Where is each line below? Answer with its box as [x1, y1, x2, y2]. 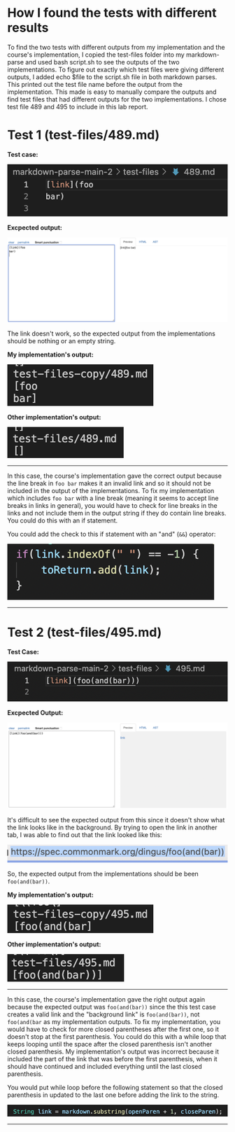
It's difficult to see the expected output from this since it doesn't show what [7, 815, 225, 824]
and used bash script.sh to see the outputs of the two [25, 57, 180, 66]
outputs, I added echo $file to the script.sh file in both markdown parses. [7, 72, 218, 81]
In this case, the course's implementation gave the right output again [7, 995, 206, 1004]
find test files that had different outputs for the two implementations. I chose [7, 95, 227, 103]
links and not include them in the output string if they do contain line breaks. [7, 509, 227, 518]
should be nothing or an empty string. [7, 337, 116, 345]
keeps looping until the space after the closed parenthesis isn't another [7, 1040, 213, 1049]
